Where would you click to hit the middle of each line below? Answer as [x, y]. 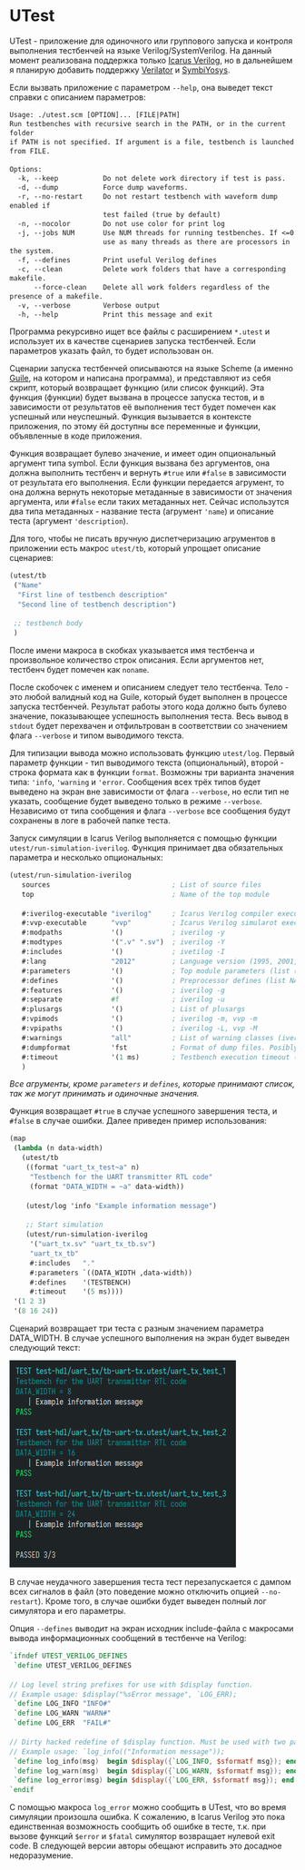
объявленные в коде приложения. [76, 436]
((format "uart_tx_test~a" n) [83, 1167]
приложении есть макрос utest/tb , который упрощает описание [135, 548]
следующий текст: [45, 1348]
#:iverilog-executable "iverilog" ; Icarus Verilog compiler [148, 913]
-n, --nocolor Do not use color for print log [121, 223]
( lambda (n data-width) [58, 1148]
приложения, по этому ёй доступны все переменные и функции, [135, 426]
